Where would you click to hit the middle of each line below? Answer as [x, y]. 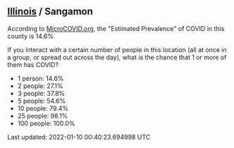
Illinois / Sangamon [50, 12]
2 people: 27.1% [40, 86]
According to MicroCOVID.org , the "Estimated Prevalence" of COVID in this [116, 28]
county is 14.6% [31, 36]
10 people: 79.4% [43, 108]
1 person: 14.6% [41, 78]
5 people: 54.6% [42, 101]
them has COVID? [33, 64]
